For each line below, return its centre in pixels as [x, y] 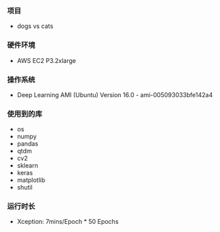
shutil [25, 188]
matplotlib [31, 180]
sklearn [28, 166]
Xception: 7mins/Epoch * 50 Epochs [68, 222]
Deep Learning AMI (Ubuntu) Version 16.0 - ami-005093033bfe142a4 [115, 94]
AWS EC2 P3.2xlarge [46, 60]
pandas [28, 144]
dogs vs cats [35, 26]
